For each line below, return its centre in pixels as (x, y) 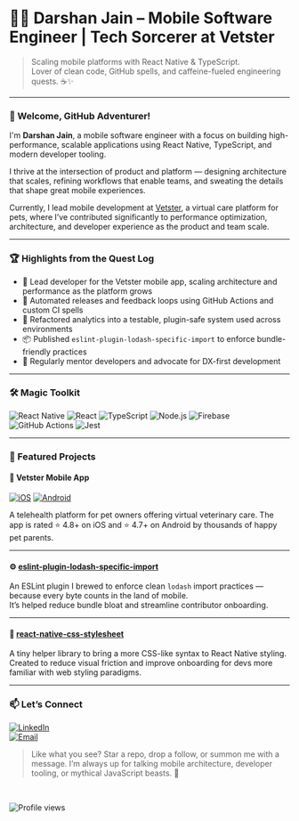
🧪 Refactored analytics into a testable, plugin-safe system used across (151, 319)
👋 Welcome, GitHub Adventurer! (80, 116)
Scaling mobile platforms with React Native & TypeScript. (135, 61)
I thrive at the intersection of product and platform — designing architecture (148, 172)
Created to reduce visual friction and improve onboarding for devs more (141, 663)
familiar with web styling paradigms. (76, 672)
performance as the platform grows (87, 291)
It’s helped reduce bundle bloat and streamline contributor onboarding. (139, 606)
